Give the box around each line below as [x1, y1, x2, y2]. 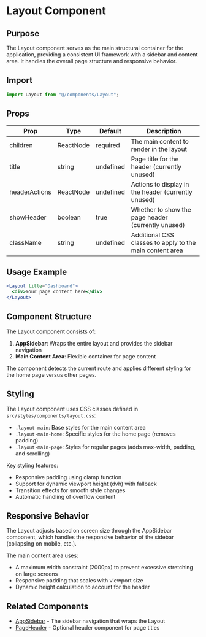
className [9, 238, 42, 247]
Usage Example [6, 266, 67, 277]
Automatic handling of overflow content [15, 493, 116, 500]
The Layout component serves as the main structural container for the [6, 44, 184, 52]
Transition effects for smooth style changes [15, 486, 126, 494]
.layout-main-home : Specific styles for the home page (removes [15, 430, 176, 438]
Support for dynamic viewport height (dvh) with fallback [15, 480, 158, 487]
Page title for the [131, 155, 179, 163]
